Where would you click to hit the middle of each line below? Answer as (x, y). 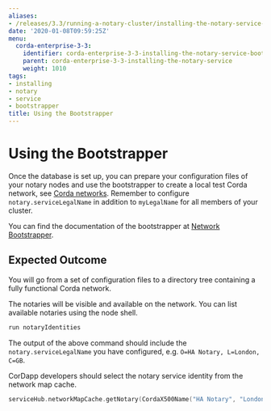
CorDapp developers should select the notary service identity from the (126, 375)
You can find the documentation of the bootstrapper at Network (114, 226)
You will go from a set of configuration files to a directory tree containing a (132, 279)
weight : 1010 (45, 69)
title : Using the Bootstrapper (61, 114)
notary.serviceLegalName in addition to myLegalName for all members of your (133, 201)
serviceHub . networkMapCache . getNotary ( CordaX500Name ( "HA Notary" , (122, 399)
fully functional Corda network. (60, 288)
